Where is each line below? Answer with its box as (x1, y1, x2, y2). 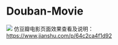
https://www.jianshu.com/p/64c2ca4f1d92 (6, 32, 113, 39)
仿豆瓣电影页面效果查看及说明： (13, 25, 94, 32)
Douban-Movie (6, 4, 84, 18)
